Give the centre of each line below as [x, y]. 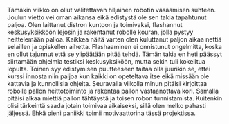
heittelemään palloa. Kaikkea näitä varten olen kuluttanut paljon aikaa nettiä [114, 39]
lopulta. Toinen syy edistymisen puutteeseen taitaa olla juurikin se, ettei [109, 69]
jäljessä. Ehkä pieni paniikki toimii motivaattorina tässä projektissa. [101, 113]
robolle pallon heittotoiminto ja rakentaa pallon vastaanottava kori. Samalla [113, 91]
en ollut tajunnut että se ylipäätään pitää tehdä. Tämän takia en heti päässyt [115, 54]
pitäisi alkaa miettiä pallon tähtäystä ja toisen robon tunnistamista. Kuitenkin [115, 98]
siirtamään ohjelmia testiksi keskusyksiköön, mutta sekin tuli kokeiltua [106, 61]
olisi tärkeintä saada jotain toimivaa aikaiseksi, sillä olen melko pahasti [107, 106]
